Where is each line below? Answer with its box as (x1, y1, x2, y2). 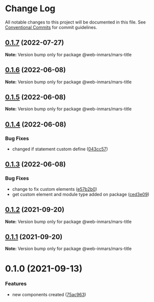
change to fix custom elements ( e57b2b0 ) (12, 186, 97, 192)
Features (5, 280, 27, 287)
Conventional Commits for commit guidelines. (5, 24, 97, 30)
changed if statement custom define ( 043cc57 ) (12, 146, 108, 152)
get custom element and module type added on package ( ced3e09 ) (12, 191, 150, 197)
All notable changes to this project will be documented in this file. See (5, 19, 146, 25)
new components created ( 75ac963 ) (12, 291, 86, 297)
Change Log (5, 3, 55, 14)
